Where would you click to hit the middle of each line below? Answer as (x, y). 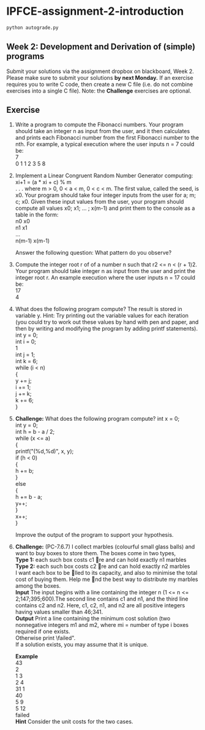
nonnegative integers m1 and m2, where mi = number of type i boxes (102, 625)
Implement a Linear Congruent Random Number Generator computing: (104, 175)
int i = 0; (26, 342)
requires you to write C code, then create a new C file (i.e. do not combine (100, 84)
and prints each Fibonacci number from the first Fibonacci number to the (107, 138)
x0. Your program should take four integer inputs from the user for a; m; (106, 195)
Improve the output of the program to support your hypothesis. (94, 535)
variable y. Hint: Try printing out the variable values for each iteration (102, 316)
